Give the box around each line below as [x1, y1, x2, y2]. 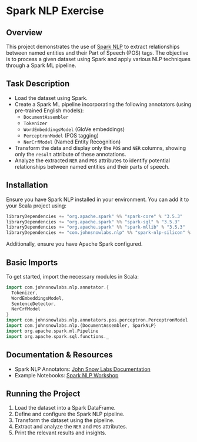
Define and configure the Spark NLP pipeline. [14, 410, 125, 418]
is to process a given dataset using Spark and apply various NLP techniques [6, 56, 191, 62]
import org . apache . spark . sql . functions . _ [6, 333, 109, 339]
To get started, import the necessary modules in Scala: [6, 273, 139, 280]
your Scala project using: [6, 202, 66, 209]
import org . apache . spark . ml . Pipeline [6, 328, 99, 334]
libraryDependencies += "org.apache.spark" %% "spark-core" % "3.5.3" [6, 213, 183, 219]
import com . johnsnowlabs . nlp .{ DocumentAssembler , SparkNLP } [6, 323, 157, 329]
